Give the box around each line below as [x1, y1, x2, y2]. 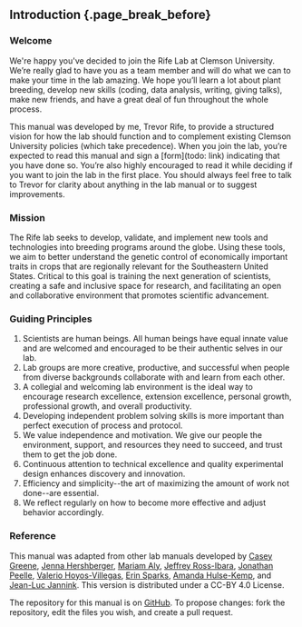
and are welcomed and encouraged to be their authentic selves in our [22, 343, 283, 353]
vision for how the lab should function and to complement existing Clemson [9, 131, 292, 142]
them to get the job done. [22, 449, 118, 460]
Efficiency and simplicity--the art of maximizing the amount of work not [22, 478, 290, 489]
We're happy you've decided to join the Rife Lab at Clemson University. [9, 55, 275, 66]
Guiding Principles [9, 313, 93, 325]
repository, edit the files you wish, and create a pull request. [9, 606, 234, 617]
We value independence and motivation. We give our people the [22, 430, 263, 441]
